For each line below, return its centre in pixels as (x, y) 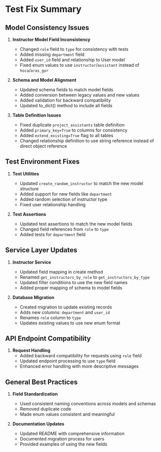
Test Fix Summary (43, 9)
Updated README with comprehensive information (72, 434)
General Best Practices (42, 382)
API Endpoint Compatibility (48, 339)
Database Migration (33, 297)
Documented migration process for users (62, 439)
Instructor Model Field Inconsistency (51, 39)
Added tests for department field (53, 234)
